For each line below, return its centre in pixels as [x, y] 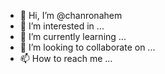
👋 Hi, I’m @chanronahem [71, 15]
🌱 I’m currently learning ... [73, 36]
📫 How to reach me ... [66, 58]
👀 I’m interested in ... [62, 26]
